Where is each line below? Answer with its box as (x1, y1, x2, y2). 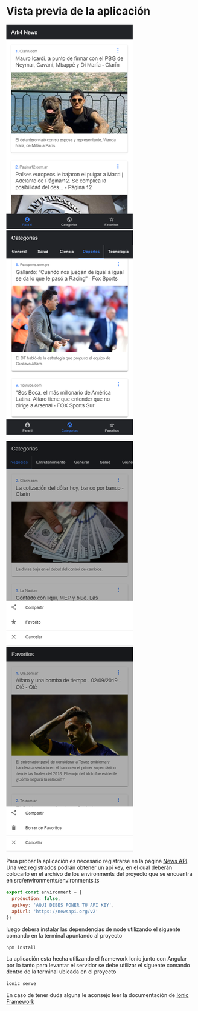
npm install (6, 944, 36, 951)
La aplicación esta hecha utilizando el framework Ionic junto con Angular (6, 955, 187, 963)
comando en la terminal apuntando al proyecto (6, 932, 123, 939)
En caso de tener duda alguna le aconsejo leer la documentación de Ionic (6, 992, 189, 999)
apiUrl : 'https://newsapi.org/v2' (11, 908, 98, 915)
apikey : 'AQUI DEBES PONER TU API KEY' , (11, 902, 115, 908)
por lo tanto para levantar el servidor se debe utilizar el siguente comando (6, 962, 190, 969)
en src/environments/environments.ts (6, 876, 100, 884)
